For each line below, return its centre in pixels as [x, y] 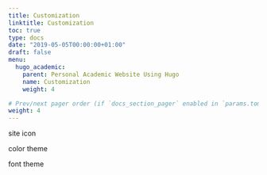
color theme [28, 149]
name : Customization [56, 82]
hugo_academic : [41, 67]
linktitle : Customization [51, 23]
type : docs [26, 38]
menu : [17, 60]
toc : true [25, 30]
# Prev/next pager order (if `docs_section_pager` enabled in [113, 104]
